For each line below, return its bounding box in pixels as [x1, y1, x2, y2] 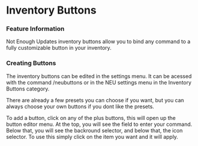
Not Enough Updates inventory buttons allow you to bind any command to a [6, 38, 191, 45]
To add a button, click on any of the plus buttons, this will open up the [6, 114, 176, 121]
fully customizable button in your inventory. [6, 44, 112, 51]
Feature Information [6, 25, 65, 33]
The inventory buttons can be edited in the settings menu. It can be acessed [6, 72, 192, 80]
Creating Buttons [6, 59, 56, 67]
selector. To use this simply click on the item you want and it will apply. [6, 133, 178, 140]
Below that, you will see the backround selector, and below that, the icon [6, 126, 183, 134]
